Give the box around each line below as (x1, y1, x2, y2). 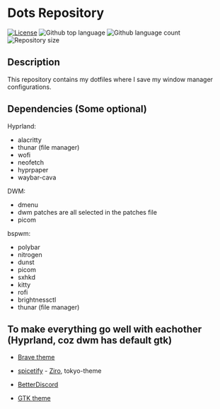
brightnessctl (17, 295, 57, 304)
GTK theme (17, 394, 51, 403)
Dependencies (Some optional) (7, 103, 147, 115)
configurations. (7, 83, 52, 91)
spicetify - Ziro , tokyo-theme (17, 367, 102, 375)
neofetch (17, 158, 45, 167)
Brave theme (17, 353, 55, 362)
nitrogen (17, 250, 42, 259)
